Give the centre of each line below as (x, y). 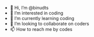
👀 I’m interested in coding (37, 13)
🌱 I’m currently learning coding (42, 18)
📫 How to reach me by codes (41, 29)
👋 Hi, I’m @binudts (29, 8)
